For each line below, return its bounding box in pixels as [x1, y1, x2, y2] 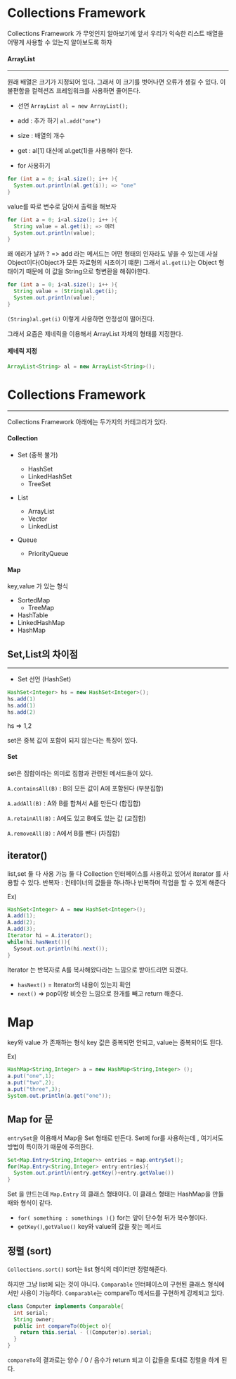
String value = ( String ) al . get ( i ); [13, 287, 118, 295]
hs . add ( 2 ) [7, 708, 37, 716]
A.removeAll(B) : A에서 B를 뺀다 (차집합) [7, 829, 121, 837]
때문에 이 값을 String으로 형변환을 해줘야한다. [25, 267, 150, 276]
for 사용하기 [17, 161, 51, 170]
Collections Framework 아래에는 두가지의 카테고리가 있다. [7, 417, 168, 426]
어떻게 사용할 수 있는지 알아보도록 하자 [7, 37, 112, 47]
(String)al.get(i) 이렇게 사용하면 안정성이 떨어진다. [7, 314, 155, 323]
